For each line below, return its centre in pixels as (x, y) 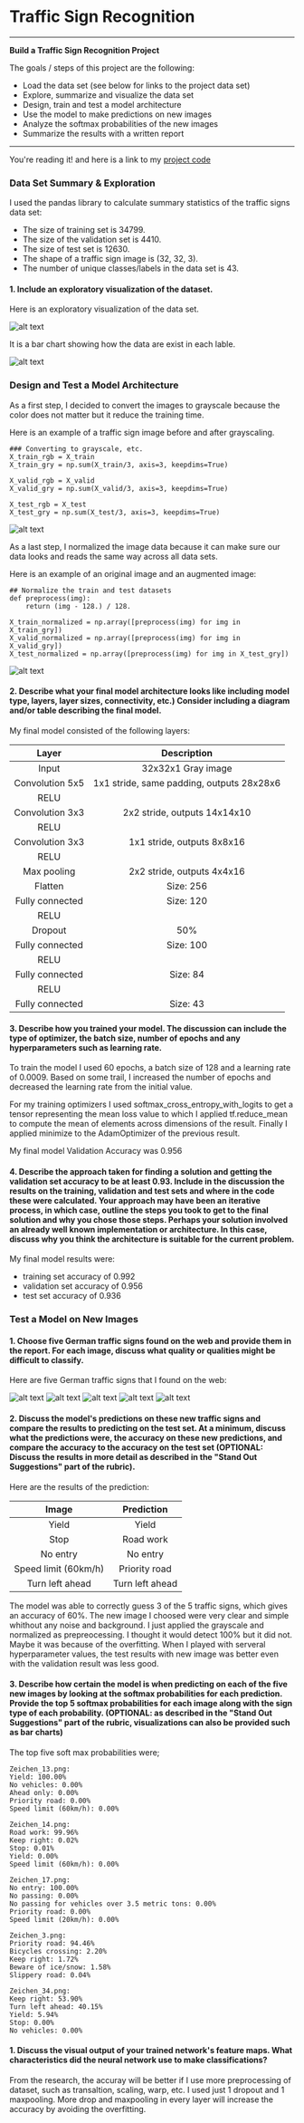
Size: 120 (187, 900)
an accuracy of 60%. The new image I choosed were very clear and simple (149, 1615)
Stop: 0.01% (32, 1848)
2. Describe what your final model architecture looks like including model (149, 691)
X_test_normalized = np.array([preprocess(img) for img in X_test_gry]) (149, 654)
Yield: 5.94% (34, 2014)
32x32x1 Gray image (187, 768)
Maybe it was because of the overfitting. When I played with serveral (138, 1644)
